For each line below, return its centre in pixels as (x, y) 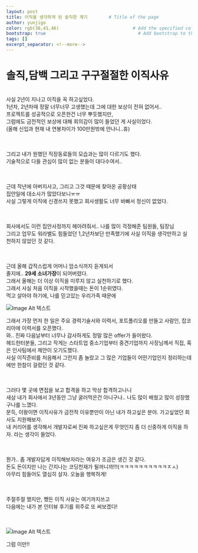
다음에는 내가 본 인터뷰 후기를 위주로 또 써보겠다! (62, 506)
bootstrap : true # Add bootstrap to (96, 34)
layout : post (22, 12)
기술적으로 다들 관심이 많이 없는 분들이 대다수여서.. (64, 161)
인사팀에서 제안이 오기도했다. (45, 350)
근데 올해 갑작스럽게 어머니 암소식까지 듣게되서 (60, 266)
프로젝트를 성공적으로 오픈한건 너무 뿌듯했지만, (60, 114)
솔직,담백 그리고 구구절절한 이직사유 (88, 76)
